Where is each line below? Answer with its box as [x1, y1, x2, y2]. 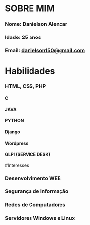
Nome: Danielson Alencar [5, 21, 68, 28]
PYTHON [5, 117, 24, 123]
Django [5, 129, 21, 135]
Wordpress [5, 140, 29, 146]
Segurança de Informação [5, 188, 69, 195]
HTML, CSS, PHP [5, 83, 46, 90]
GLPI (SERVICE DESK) [5, 151, 51, 157]
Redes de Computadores [5, 201, 65, 208]
